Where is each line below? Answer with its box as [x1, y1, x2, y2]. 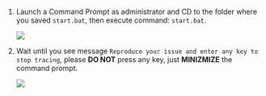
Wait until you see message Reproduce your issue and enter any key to [15, 46, 259, 56]
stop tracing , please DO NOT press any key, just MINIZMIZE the [15, 55, 233, 64]
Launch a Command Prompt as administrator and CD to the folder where [15, 7, 257, 16]
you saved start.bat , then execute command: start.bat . [15, 15, 207, 25]
